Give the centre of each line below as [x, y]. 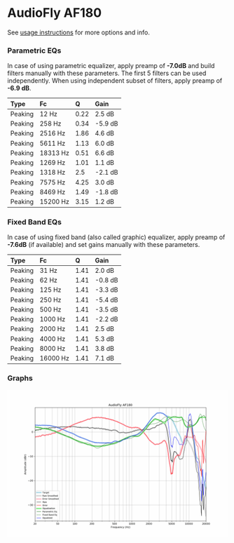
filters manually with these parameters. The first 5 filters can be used [107, 73]
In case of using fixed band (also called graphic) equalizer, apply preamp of [116, 237]
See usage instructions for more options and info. [79, 32]
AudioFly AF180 [55, 13]
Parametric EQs [34, 51]
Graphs [20, 378]
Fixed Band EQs [34, 222]
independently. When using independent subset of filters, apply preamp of [115, 81]
